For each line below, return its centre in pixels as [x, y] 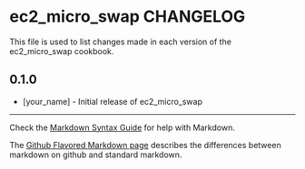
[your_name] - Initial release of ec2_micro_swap [112, 101]
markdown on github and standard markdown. [96, 155]
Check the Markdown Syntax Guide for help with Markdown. [123, 127]
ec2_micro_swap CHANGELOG [128, 17]
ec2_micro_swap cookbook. [62, 51]
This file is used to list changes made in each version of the [120, 42]
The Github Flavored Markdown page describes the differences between [145, 145]
